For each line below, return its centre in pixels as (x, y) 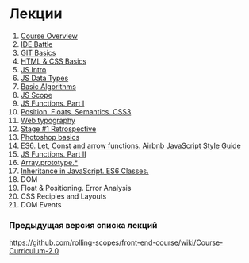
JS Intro (33, 69)
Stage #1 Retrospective (58, 129)
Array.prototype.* (49, 162)
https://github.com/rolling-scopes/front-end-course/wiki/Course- (116, 242)
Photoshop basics (50, 137)
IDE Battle (36, 44)
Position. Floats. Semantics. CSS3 (76, 111)
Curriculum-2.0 (34, 251)
